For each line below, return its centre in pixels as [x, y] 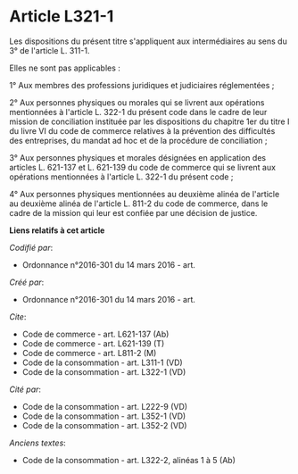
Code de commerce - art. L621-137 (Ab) [95, 334]
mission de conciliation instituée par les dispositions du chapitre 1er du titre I [149, 121]
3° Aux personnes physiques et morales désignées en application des [137, 157]
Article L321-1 [62, 17]
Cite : [18, 316]
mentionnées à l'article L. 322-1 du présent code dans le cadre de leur [138, 112]
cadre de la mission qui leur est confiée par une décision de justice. [133, 212]
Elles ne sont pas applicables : [65, 68]
